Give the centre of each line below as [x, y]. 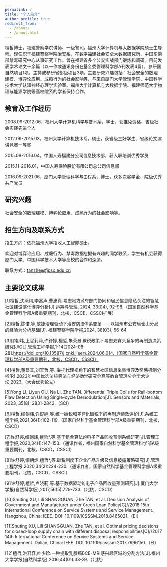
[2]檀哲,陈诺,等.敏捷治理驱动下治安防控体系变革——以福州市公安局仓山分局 [82, 324]
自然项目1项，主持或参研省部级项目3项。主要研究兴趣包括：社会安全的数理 [82, 73]
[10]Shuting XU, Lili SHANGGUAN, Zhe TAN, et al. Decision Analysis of [77, 500]
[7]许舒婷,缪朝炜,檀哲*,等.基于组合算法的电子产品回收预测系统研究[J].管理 [80, 437]
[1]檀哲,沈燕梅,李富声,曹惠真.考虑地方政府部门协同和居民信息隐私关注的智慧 [82, 301]
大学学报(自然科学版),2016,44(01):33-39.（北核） [55, 560]
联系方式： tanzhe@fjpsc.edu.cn [38, 270]
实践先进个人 [22, 128]
